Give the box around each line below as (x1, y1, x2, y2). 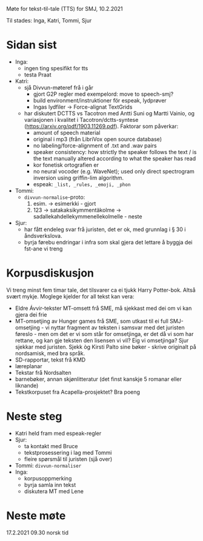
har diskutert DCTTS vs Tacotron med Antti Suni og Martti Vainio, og (24, 109, 195, 117)
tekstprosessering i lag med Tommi (24, 449, 112, 456)
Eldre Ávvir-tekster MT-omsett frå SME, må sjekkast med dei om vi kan (15, 304, 192, 312)
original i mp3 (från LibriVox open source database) (33, 135, 162, 143)
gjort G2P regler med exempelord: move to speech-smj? (33, 90, 174, 98)
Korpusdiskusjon (6, 266, 95, 280)
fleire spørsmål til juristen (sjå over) (24, 455, 113, 463)
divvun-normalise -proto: (24, 193, 85, 201)
